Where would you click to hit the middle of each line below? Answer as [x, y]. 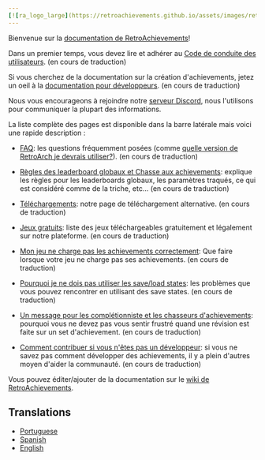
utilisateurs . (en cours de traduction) [67, 62]
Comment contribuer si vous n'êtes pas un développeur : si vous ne [129, 347]
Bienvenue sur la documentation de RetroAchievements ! [99, 38]
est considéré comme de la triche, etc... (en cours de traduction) [125, 188]
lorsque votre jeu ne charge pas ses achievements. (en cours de [124, 259]
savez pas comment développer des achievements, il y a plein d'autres [135, 355]
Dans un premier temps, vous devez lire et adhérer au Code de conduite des [132, 53]
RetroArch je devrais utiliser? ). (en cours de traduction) [109, 156]
